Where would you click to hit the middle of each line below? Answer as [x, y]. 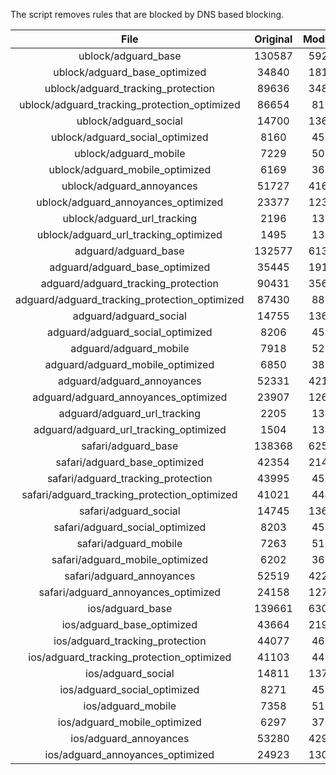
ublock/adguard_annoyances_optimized [130, 202]
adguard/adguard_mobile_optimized [129, 364]
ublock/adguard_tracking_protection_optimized [129, 104]
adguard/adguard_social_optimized [130, 332]
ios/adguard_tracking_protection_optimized [130, 657]
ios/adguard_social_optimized [129, 689]
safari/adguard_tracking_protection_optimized [129, 494]
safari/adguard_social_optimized [130, 527]
